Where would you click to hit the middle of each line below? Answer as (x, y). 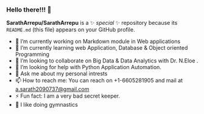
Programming (32, 55)
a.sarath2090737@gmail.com (52, 89)
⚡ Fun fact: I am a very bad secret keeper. (68, 96)
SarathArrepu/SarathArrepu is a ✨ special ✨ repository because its (92, 23)
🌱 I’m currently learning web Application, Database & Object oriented (101, 48)
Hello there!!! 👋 (29, 10)
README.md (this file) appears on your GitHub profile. (71, 30)
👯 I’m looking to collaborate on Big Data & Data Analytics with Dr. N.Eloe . (107, 61)
